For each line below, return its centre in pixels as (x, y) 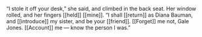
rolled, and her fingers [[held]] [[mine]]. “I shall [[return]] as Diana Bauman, (100, 15)
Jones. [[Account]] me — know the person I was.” (69, 27)
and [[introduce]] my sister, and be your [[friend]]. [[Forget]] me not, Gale (98, 21)
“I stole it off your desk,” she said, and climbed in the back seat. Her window (101, 9)
